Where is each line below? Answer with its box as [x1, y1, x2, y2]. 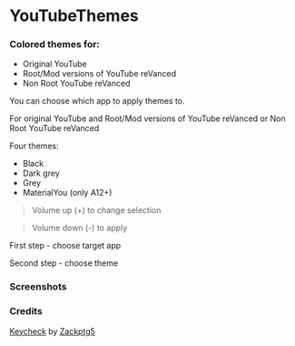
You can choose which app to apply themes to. [9, 96, 185, 107]
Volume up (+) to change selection [31, 205, 162, 216]
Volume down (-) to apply [31, 222, 128, 233]
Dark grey [22, 168, 61, 178]
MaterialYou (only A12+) [22, 188, 113, 198]
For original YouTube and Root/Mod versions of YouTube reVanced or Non [9, 113, 286, 124]
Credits [9, 305, 43, 318]
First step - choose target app [9, 240, 122, 251]
